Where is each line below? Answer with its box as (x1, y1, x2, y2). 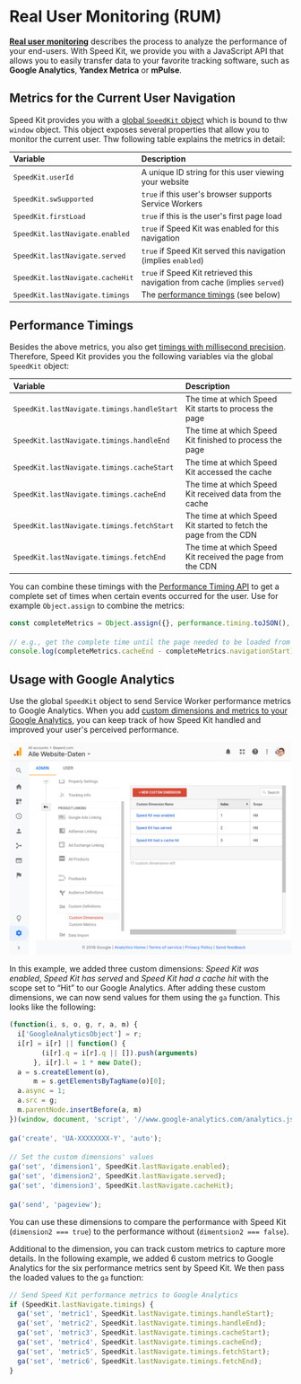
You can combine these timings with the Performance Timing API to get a (9, 581, 279, 592)
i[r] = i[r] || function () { (17, 1039, 126, 1048)
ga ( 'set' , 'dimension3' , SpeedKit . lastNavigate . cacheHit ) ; (9, 1181, 235, 1190)
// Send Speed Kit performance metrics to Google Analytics (9, 1291, 239, 1300)
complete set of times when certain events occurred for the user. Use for (9, 590, 279, 601)
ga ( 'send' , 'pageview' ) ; (9, 1200, 102, 1209)
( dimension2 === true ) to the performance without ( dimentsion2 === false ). (9, 1226, 289, 1237)
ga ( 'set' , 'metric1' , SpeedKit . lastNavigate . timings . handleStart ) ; (17, 1309, 275, 1318)
